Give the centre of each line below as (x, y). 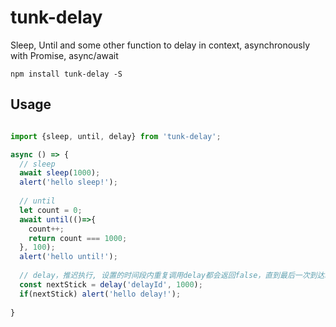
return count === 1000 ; (78, 238)
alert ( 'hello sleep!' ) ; (68, 182)
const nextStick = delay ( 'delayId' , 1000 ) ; (111, 284)
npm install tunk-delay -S (66, 74)
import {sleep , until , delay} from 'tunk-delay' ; (116, 136)
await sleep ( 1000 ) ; (60, 173)
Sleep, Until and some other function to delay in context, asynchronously (160, 45)
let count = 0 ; (51, 210)
